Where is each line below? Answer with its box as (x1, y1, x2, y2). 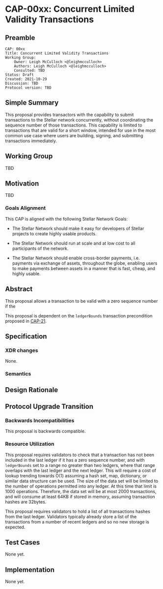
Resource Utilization (5, 440, 54, 447)
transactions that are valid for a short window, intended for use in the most (5, 127, 156, 133)
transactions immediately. (5, 138, 57, 144)
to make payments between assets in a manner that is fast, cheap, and (12, 265, 156, 271)
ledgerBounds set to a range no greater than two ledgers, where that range (5, 462, 155, 468)
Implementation (5, 565, 55, 574)
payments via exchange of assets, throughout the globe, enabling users (12, 260, 158, 266)
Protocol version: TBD (5, 85, 52, 90)
